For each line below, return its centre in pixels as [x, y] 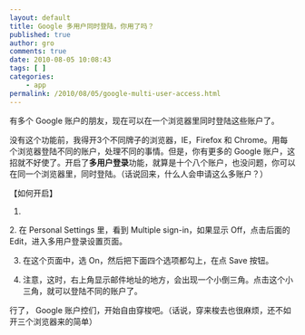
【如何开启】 [33, 193]
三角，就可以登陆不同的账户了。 [82, 291]
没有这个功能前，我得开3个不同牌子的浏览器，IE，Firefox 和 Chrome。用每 [149, 139]
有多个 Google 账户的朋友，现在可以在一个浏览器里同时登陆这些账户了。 [144, 120]
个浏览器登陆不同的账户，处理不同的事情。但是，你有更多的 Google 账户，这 [152, 151]
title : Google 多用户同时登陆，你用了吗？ [82, 26]
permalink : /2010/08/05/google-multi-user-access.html [115, 93]
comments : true [38, 52]
